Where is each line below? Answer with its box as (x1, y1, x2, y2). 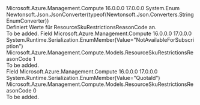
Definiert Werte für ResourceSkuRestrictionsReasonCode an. (6, 24, 157, 30)
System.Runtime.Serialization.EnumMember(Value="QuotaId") (6, 75, 160, 81)
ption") (6, 43, 23, 50)
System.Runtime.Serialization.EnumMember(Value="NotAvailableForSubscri (6, 36, 194, 43)
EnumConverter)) (6, 17, 49, 24)
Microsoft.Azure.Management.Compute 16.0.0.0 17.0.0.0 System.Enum (6, 5, 180, 11)
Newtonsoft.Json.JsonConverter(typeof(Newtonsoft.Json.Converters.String (6, 11, 194, 18)
